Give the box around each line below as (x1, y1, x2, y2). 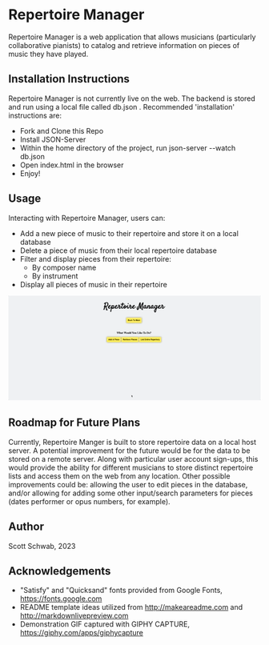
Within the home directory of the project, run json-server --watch (19, 142, 236, 153)
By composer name (31, 262, 97, 272)
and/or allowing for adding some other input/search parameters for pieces (8, 488, 254, 498)
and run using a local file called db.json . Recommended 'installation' (8, 102, 235, 111)
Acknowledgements (8, 564, 111, 578)
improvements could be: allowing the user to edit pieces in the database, (8, 479, 248, 489)
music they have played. (8, 49, 89, 58)
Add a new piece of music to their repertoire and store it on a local (19, 228, 239, 238)
